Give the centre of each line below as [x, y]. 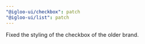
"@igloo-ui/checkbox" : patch [43, 12]
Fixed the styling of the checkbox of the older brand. [72, 34]
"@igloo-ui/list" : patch [37, 17]
